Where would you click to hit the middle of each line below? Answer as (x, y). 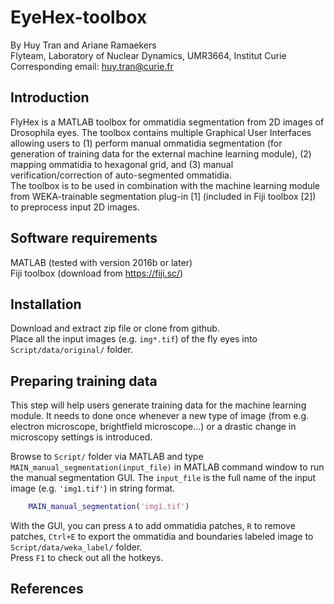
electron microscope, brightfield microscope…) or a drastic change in (153, 427)
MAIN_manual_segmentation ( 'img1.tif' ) (109, 507)
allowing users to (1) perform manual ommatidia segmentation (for (146, 143)
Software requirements (84, 238)
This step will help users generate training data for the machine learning (158, 405)
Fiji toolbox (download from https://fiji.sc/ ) (97, 273)
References (47, 589)
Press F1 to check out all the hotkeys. (87, 558)
